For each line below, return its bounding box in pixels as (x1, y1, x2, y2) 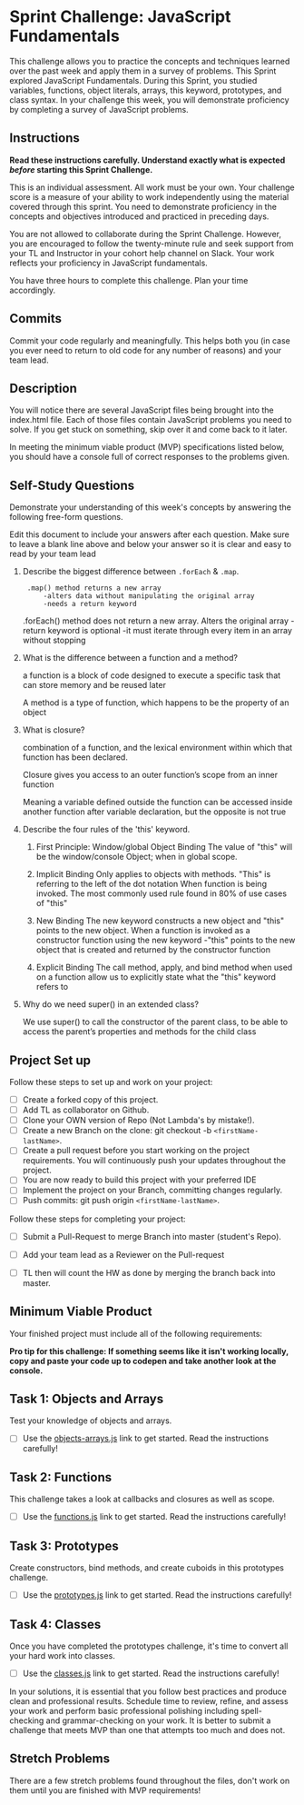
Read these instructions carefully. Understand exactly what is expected (9, 155, 286, 165)
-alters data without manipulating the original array (43, 592, 255, 601)
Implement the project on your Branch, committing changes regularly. (22, 1184, 283, 1196)
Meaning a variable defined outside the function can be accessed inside (22, 797, 293, 808)
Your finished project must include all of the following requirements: (9, 1328, 263, 1339)
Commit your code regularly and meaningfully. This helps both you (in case (9, 334, 290, 346)
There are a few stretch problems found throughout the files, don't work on (9, 1775, 290, 1786)
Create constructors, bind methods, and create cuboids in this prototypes (9, 1562, 284, 1573)
